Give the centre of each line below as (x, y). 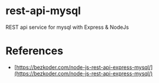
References (34, 51)
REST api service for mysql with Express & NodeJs (67, 27)
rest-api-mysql (43, 11)
